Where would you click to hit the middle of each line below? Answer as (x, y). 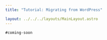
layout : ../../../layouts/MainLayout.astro (52, 19)
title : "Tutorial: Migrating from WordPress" (54, 10)
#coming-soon (19, 32)
